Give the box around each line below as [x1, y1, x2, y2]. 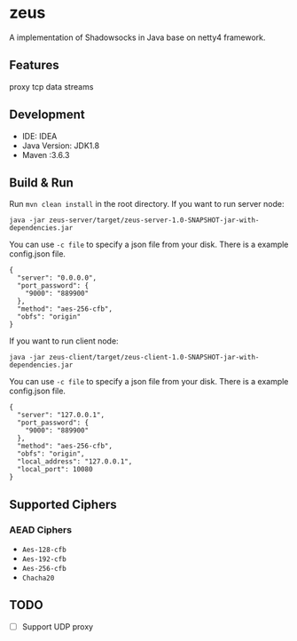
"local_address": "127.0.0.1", [17, 457, 133, 466]
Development [9, 107, 86, 123]
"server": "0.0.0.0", [17, 273, 98, 282]
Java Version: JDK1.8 [21, 140, 100, 151]
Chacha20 [21, 574, 55, 583]
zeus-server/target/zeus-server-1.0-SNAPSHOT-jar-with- [48, 216, 260, 225]
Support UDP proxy [21, 621, 94, 632]
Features [9, 58, 59, 73]
